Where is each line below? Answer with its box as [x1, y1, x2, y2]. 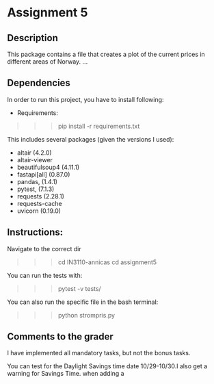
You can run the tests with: [7, 271, 83, 279]
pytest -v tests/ [57, 284, 101, 292]
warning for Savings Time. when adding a [7, 370, 124, 378]
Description [7, 32, 58, 44]
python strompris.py [57, 311, 115, 319]
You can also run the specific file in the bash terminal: [7, 298, 159, 306]
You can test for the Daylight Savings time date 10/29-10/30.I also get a [7, 362, 208, 370]
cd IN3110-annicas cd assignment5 [57, 258, 157, 266]
